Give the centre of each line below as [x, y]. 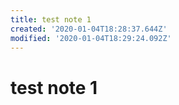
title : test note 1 [51, 19]
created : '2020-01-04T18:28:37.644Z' [89, 29]
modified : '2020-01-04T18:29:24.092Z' [91, 38]
